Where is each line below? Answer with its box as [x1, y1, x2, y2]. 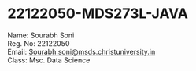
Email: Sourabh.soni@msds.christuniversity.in [7, 47, 156, 56]
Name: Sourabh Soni [7, 30, 75, 40]
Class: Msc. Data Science [7, 55, 91, 65]
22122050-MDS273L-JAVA [7, 5, 188, 23]
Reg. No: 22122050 [7, 38, 70, 48]
